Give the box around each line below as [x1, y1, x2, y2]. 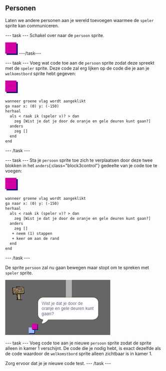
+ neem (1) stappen [11, 231, 52, 236]
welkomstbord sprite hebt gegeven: [5, 70, 76, 77]
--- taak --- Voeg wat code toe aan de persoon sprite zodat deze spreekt [5, 60, 154, 66]
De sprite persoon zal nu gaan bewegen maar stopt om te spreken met [5, 264, 149, 270]
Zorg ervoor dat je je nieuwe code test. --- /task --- [5, 360, 111, 366]
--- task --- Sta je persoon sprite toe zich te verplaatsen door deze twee [5, 157, 153, 163]
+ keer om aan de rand [11, 236, 59, 241]
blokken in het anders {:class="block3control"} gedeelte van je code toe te [5, 162, 157, 168]
